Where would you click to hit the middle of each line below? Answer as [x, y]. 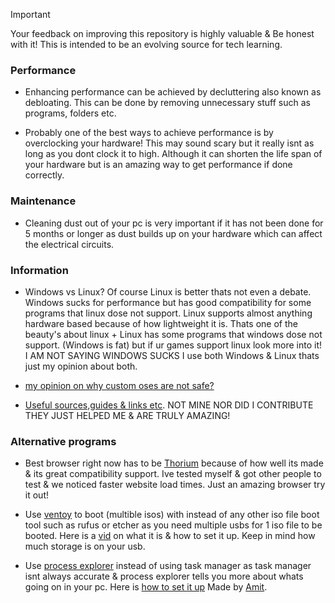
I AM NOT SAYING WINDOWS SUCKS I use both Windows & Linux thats [172, 355]
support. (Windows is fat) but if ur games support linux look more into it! [173, 345]
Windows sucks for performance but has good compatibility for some [168, 302]
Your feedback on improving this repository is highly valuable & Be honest [162, 33]
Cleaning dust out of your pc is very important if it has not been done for [174, 223]
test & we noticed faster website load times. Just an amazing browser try [175, 485]
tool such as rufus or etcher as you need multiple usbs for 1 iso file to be [173, 525]
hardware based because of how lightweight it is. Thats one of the [161, 323]
